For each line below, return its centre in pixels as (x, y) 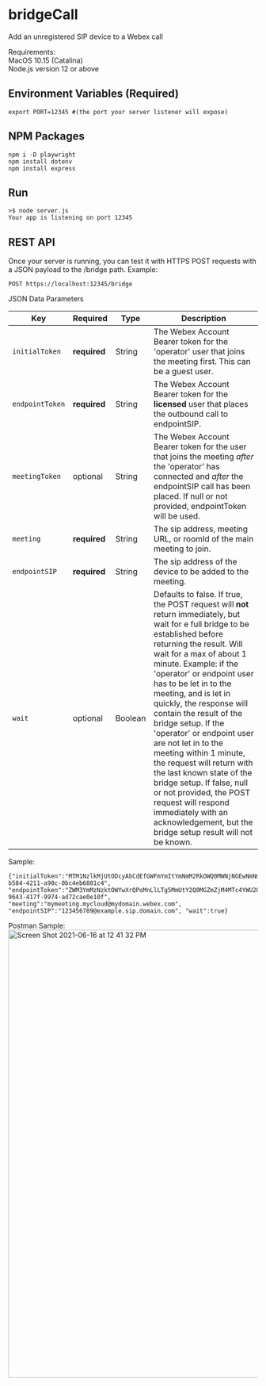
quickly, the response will (200, 703)
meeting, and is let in (192, 694)
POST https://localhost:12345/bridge (70, 284)
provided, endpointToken (200, 507)
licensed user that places (201, 404)
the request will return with (203, 763)
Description (204, 319)
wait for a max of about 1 (200, 654)
